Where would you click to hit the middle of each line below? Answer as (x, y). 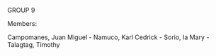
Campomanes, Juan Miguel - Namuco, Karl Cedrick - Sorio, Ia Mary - (108, 37)
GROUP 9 (21, 10)
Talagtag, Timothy (34, 44)
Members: (22, 23)
